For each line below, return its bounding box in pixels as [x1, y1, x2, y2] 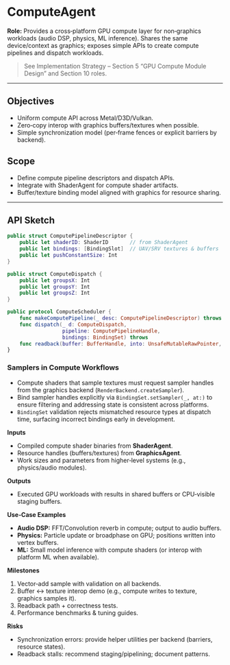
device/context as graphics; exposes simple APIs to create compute [7, 41, 199, 49]
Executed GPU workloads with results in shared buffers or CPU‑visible [16, 489, 216, 498]
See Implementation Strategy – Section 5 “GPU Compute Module [23, 62, 207, 70]
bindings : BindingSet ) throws [62, 334, 149, 341]
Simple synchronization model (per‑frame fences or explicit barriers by [16, 128, 217, 136]
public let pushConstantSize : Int [19, 252, 118, 258]
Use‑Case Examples [7, 510, 66, 518]
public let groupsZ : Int [19, 289, 90, 297]
